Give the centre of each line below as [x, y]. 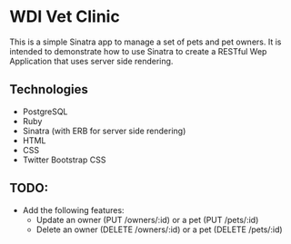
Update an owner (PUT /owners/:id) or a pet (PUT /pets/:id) [147, 220]
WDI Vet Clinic [65, 17]
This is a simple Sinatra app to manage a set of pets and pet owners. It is [145, 42]
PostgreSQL [45, 112]
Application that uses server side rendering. [91, 61]
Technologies [49, 89]
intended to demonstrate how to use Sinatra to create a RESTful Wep [138, 51]
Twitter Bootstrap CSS [64, 160]
